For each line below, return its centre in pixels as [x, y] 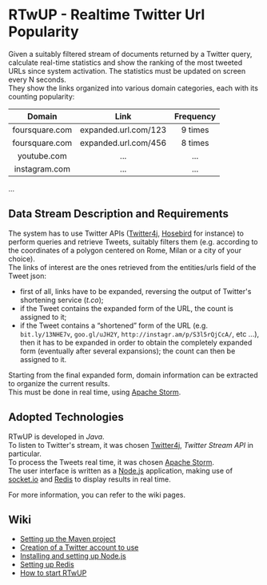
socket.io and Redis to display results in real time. [90, 479]
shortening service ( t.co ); [62, 300]
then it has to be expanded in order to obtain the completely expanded [136, 342]
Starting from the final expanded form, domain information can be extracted [133, 375]
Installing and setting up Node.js [73, 556]
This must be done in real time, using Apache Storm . [95, 392]
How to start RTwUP [53, 573]
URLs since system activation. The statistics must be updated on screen [127, 71]
